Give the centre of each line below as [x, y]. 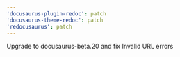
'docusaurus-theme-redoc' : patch [55, 20]
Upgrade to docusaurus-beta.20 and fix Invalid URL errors [90, 47]
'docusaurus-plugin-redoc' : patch [57, 14]
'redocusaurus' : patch [39, 26]
